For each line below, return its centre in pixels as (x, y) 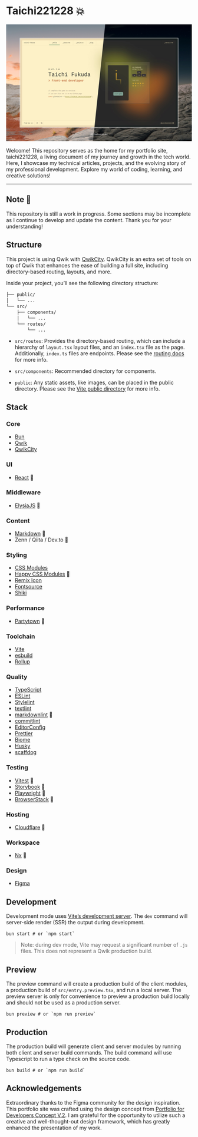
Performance (26, 608)
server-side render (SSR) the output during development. (75, 923)
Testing (17, 768)
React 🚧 (24, 477)
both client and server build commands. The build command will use (89, 1052)
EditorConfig (30, 727)
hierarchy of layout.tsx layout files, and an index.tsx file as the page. (100, 347)
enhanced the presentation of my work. (54, 1128)
